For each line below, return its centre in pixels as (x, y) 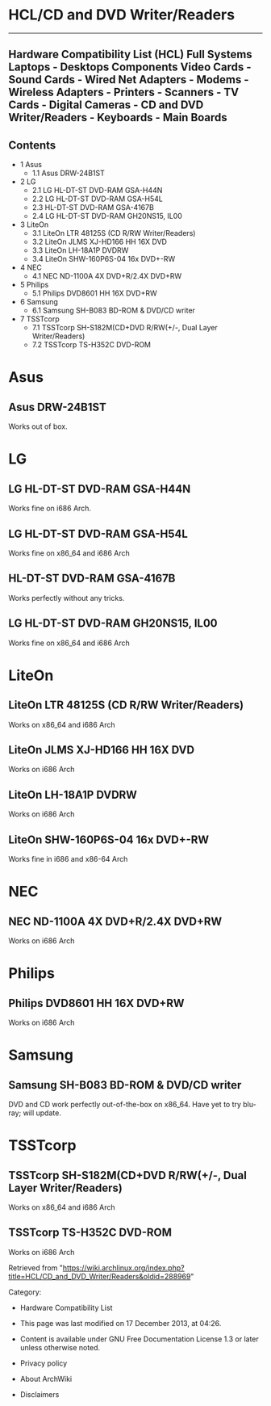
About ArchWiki (46, 1379)
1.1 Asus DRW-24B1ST (68, 173)
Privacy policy (44, 1363)
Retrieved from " (35, 1267)
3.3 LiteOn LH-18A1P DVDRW (80, 250)
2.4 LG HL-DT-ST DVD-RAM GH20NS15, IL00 (107, 216)
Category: (25, 1292)
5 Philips (34, 285)
